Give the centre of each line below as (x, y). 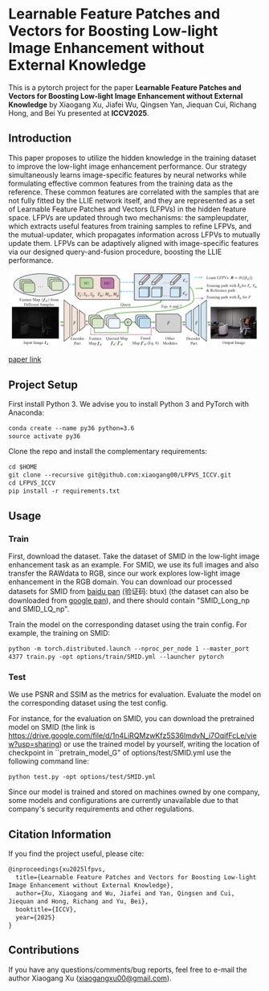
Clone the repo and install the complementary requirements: (108, 452)
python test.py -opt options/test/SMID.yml (82, 777)
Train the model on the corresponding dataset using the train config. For (128, 624)
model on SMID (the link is (52, 727)
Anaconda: (26, 413)
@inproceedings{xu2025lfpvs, (57, 869)
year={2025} (36, 917)
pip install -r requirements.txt (64, 491)
